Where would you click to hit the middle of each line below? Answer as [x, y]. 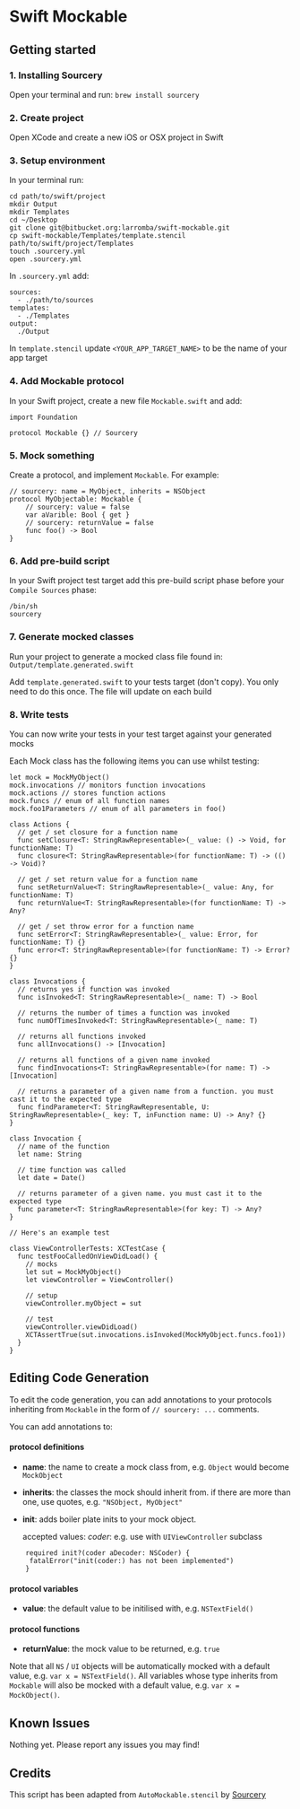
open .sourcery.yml [46, 259]
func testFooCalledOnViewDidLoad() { [88, 1256]
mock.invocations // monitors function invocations [107, 785]
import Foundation [43, 417]
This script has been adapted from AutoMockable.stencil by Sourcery [138, 1795]
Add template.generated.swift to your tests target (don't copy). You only [144, 682]
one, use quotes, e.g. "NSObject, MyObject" [103, 1501]
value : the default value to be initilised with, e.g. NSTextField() [138, 1609]
